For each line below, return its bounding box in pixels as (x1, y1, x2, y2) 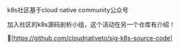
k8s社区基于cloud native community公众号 (7, 6, 129, 14)
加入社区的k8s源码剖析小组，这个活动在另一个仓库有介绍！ (7, 20, 175, 29)
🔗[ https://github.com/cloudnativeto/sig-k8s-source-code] (7, 34, 173, 42)
